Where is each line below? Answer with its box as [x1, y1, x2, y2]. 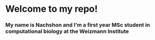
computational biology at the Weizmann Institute [5, 28, 129, 35]
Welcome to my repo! [5, 3, 98, 15]
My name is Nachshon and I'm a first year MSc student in [5, 22, 150, 29]
